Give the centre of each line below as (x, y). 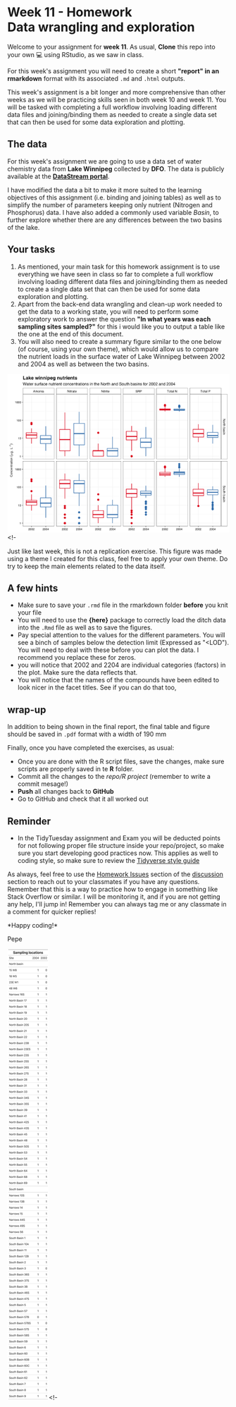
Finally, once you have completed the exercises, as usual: (91, 748)
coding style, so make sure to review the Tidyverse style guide (108, 860)
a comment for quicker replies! (52, 911)
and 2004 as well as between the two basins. (83, 364)
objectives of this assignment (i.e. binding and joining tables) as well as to (114, 197)
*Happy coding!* (33, 925)
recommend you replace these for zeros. (76, 658)
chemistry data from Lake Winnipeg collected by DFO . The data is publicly (116, 168)
